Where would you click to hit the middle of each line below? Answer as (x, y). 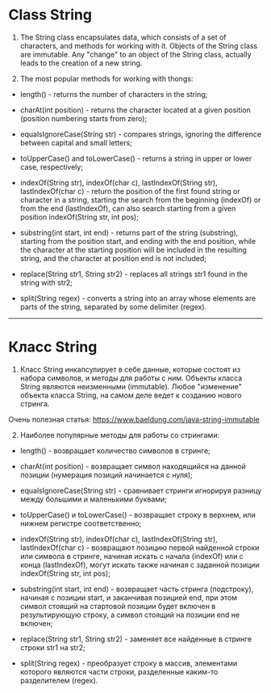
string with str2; (46, 282)
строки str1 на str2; (53, 647)
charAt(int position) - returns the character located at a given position (135, 110)
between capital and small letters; (76, 142)
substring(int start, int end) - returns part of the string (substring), (129, 233)
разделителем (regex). (59, 680)
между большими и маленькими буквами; (94, 499)
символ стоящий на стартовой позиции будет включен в (118, 606)
